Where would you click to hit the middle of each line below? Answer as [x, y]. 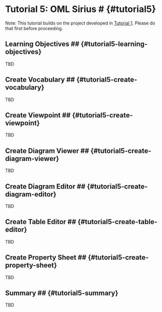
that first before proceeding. [34, 28]
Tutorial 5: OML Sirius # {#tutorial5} [81, 9]
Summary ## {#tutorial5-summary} [62, 293]
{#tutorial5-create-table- [118, 222]
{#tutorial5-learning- [114, 44]
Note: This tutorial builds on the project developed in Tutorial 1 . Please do [80, 23]
